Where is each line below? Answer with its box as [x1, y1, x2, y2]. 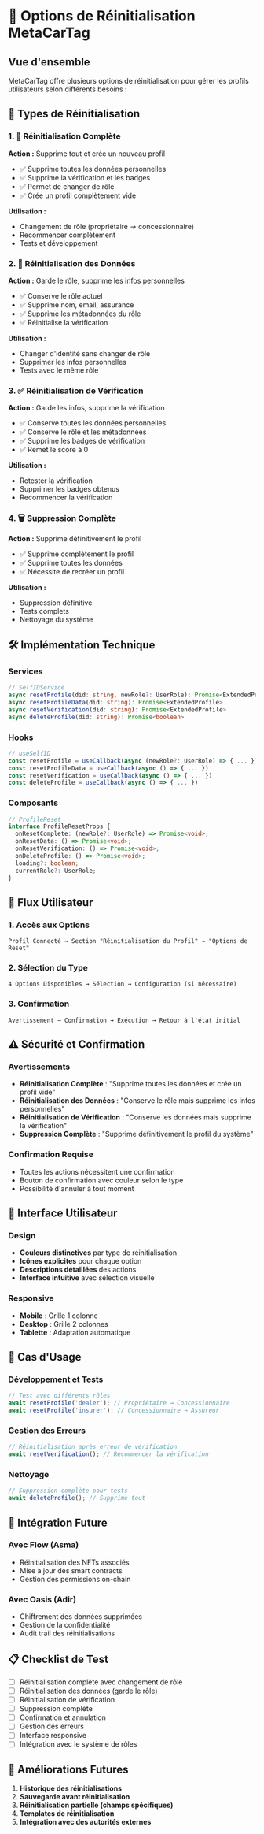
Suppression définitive [19, 598, 93, 607]
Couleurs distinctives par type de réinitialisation [19, 1248, 178, 1257]
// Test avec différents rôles [8, 1392, 111, 1400]
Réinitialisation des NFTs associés [19, 1557, 130, 1567]
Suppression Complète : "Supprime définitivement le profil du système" [19, 1130, 254, 1139]
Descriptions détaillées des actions [19, 1264, 137, 1275]
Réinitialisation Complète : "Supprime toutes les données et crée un [19, 1079, 242, 1089]
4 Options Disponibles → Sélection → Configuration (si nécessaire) [8, 980, 237, 988]
